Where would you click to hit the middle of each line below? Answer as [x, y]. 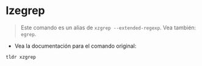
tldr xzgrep [21, 57]
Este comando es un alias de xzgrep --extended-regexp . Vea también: [108, 28]
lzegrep [25, 11]
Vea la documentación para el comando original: [75, 46]
